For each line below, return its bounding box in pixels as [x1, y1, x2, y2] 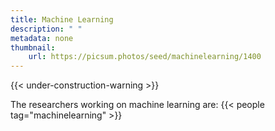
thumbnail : [10, 42, 56, 53]
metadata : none [10, 33, 74, 43]
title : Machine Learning [10, 14, 114, 25]
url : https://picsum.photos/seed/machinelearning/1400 [28, 52, 262, 62]
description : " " [10, 24, 83, 34]
